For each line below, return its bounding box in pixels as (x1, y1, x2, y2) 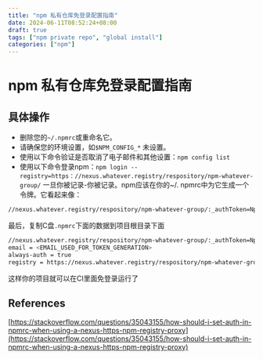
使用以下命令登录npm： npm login (19, 162, 128, 172)
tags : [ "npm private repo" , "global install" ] (8, 33, 163, 42)
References (8, 296, 66, 310)
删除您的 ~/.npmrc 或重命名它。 (19, 132, 117, 142)
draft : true (8, 26, 47, 34)
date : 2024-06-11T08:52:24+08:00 (8, 19, 117, 27)
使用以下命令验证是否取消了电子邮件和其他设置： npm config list (19, 152, 231, 161)
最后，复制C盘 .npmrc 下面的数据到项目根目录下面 (8, 221, 165, 230)
